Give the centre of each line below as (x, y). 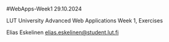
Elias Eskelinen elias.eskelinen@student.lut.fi (63, 32)
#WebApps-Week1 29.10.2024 (44, 9)
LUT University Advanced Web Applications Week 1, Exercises (85, 20)
